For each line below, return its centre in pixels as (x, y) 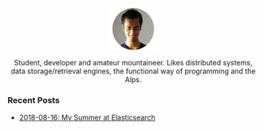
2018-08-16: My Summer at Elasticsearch (87, 118)
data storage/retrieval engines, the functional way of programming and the (133, 71)
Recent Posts (34, 100)
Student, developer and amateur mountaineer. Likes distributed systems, (133, 62)
